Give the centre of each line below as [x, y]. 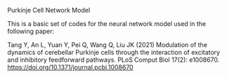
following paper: [31, 31]
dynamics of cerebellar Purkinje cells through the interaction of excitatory [113, 52]
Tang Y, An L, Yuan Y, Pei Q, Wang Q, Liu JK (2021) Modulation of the [107, 45]
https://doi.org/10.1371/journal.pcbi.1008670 [70, 67]
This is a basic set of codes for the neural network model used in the [106, 24]
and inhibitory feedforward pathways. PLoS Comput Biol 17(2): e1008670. [113, 60]
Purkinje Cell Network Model [49, 10]
